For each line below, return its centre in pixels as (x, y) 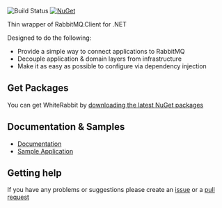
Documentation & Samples (66, 127)
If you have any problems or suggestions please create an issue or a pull (111, 190)
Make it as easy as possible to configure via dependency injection (112, 66)
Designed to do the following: (49, 38)
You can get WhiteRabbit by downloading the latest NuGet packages (105, 105)
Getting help (34, 173)
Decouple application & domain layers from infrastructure (100, 59)
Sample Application (45, 151)
